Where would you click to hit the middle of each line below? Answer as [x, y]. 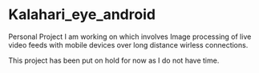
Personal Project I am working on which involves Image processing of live [130, 36]
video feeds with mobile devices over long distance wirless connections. [128, 44]
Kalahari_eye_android [82, 15]
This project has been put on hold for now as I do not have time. [114, 60]
